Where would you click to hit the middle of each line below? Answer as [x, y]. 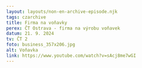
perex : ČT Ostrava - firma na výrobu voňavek [63, 28]
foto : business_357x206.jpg [41, 45]
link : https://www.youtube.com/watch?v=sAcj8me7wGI [71, 56]
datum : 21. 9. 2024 [30, 34]
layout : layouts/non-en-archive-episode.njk [62, 12]
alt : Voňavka [22, 50]
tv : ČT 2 [17, 39]
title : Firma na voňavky [37, 22]
